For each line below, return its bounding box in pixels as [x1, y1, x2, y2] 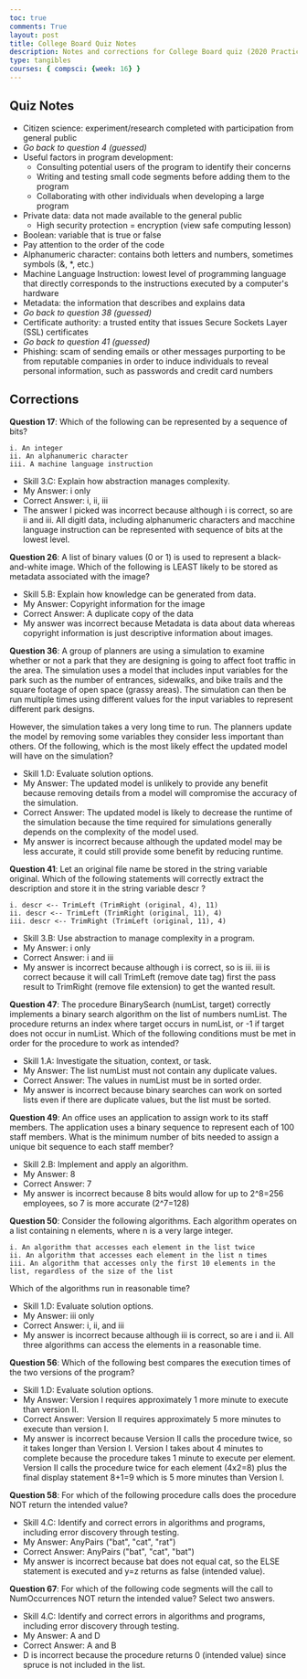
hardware [22, 287, 59, 298]
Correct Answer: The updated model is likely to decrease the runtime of [22, 806, 293, 818]
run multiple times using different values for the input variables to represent [9, 694, 294, 705]
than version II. [22, 1404, 79, 1415]
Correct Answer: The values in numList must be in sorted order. [22, 1075, 262, 1086]
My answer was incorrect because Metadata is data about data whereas [22, 618, 295, 629]
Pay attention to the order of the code [22, 239, 164, 250]
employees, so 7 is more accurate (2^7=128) [22, 1197, 190, 1208]
